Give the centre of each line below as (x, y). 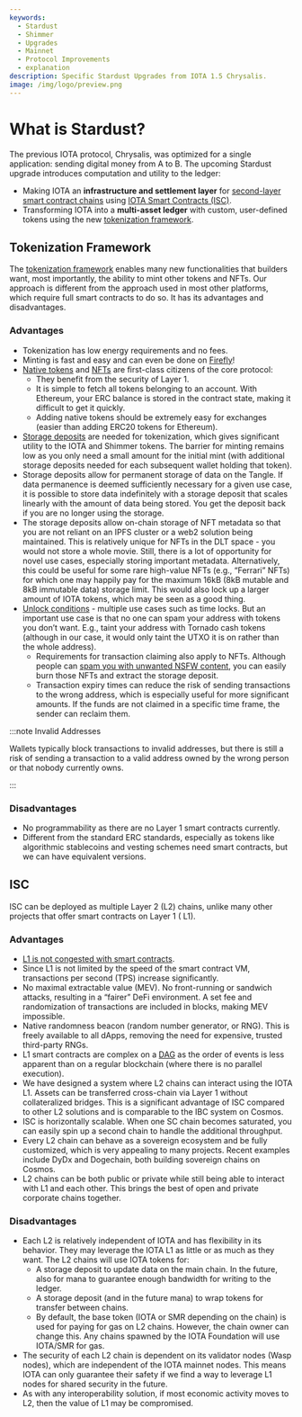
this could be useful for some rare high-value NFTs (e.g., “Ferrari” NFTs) (156, 570)
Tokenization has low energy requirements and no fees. (125, 350)
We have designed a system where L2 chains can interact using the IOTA (157, 1083)
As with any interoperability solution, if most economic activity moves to (155, 1394)
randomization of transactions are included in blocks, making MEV (145, 1007)
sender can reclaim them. (83, 713)
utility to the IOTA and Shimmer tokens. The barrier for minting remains (153, 445)
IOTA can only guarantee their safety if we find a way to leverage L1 (147, 1375)
